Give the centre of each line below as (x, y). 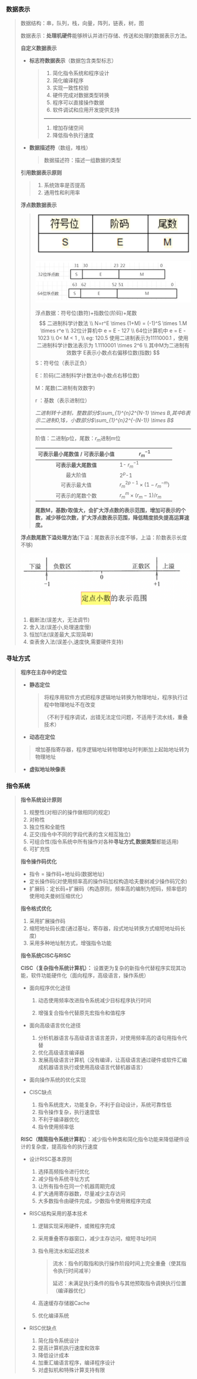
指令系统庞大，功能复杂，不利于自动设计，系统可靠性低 (105, 1105)
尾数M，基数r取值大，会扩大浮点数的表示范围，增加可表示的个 (111, 510)
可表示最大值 (76, 485)
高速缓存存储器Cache (64, 1303)
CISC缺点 (40, 1092)
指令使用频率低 (56, 1127)
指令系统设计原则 (41, 800)
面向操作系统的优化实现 (57, 1080)
